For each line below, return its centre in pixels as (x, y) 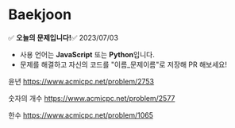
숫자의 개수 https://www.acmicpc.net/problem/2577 (92, 98)
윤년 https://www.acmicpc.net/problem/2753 (81, 81)
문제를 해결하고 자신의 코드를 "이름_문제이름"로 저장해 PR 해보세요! (123, 64)
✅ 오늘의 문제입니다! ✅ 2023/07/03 (64, 37)
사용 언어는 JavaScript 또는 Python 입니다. (87, 54)
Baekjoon (40, 15)
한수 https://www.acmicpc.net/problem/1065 (81, 115)
